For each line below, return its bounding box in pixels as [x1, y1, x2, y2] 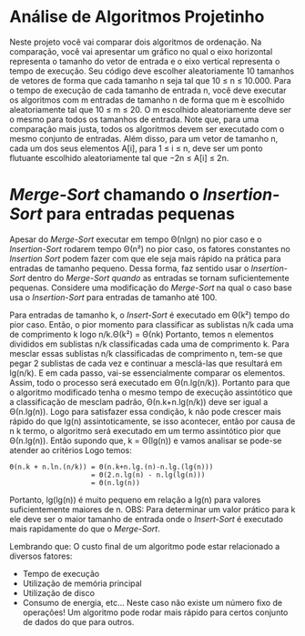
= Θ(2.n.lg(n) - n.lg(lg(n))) [90, 470, 206, 480]
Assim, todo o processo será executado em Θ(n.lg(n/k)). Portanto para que [9, 377, 290, 388]
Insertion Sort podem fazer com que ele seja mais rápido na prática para [9, 253, 281, 264]
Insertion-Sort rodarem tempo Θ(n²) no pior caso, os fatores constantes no [9, 243, 291, 254]
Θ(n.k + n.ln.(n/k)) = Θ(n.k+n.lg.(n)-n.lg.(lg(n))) [9, 462, 214, 471]
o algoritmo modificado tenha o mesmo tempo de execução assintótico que [9, 387, 293, 398]
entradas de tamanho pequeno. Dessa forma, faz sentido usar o [9, 262, 249, 274]
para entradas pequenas [46, 204, 235, 225]
